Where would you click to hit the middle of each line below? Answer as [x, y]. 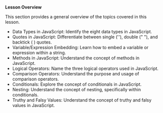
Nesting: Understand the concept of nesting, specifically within [77, 89]
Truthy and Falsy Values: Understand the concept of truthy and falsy [82, 100]
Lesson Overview [23, 7]
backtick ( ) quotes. [32, 42]
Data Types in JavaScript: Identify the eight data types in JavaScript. [82, 31]
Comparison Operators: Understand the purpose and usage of [76, 74]
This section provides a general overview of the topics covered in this [76, 17]
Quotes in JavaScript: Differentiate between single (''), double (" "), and [85, 37]
